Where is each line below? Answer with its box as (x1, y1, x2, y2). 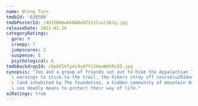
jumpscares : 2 (11, 47, 46, 53)
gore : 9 (11, 36, 31, 42)
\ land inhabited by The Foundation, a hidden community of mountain (11, 80, 186, 86)
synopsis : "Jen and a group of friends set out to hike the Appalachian (6, 69, 189, 75)
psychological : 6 (11, 58, 54, 64)
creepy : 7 (11, 42, 35, 48)
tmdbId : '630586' (6, 14, 49, 20)
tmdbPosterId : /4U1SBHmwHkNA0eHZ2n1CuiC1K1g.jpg (6, 19, 128, 25)
